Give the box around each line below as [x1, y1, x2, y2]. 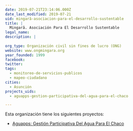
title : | [5, 21, 23, 26]
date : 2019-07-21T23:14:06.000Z [5, 7, 71, 12]
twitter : [5, 62, 23, 66]
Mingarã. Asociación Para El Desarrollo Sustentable [9, 25, 120, 30]
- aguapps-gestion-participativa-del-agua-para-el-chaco [9, 93, 129, 98]
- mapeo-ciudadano [9, 75, 48, 80]
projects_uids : [5, 89, 36, 94]
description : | [5, 35, 36, 40]
